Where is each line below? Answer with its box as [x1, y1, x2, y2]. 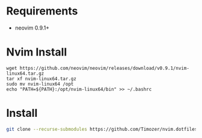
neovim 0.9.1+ [14, 24, 50, 31]
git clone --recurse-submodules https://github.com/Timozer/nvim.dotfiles [6, 126, 198, 132]
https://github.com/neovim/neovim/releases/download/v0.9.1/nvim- [19, 65, 189, 71]
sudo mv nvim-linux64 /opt [6, 81, 74, 87]
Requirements [6, 4, 78, 18]
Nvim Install [6, 45, 67, 59]
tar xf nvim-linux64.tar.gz [6, 75, 77, 82]
